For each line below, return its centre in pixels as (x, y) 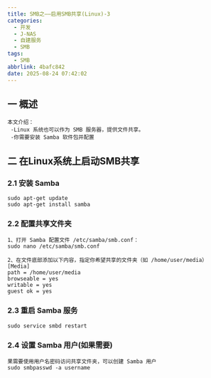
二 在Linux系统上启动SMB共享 (74, 161)
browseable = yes (33, 279)
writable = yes (30, 285)
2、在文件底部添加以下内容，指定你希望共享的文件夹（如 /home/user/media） (107, 261)
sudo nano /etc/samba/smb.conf (54, 246)
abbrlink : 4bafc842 (36, 67)
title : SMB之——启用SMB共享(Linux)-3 (59, 14)
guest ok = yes (30, 292)
